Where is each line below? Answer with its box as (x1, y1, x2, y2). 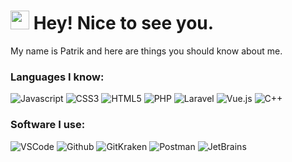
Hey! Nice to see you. (33, 12, 215, 35)
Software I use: (10, 118, 86, 132)
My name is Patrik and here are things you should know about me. (10, 45, 283, 57)
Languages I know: (10, 70, 105, 84)
